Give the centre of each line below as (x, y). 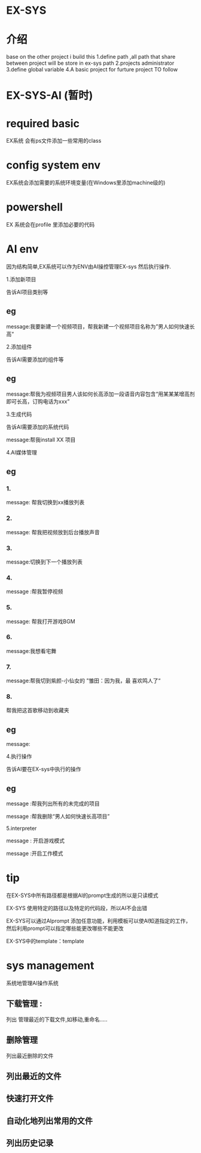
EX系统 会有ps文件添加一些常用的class (54, 141)
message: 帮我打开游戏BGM (41, 621)
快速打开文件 (30, 1099)
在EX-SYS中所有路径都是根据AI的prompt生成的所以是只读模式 (82, 895)
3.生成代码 (19, 414)
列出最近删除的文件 (30, 1055)
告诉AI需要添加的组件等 (35, 359)
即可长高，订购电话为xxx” (38, 401)
